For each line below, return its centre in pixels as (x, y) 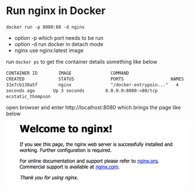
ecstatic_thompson (28, 96)
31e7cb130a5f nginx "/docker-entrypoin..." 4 (93, 85)
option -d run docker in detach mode (59, 44)
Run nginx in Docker (56, 11)
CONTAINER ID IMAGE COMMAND (68, 73)
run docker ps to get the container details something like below (82, 61)
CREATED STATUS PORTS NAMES (95, 79)
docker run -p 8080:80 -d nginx (45, 27)
